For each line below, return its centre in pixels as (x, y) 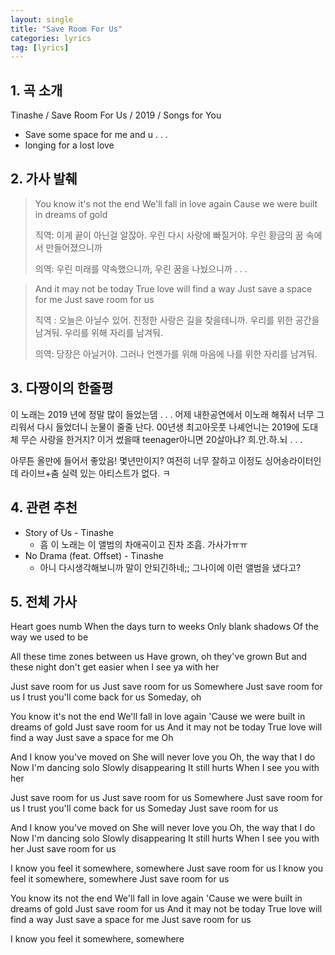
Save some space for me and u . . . (96, 135)
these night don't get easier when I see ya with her (115, 667)
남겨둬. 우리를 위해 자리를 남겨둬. (98, 332)
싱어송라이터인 (293, 460)
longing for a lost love (69, 145)
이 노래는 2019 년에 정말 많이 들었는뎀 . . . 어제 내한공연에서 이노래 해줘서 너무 (162, 414)
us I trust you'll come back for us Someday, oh (106, 697)
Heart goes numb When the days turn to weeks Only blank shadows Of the (164, 627)
